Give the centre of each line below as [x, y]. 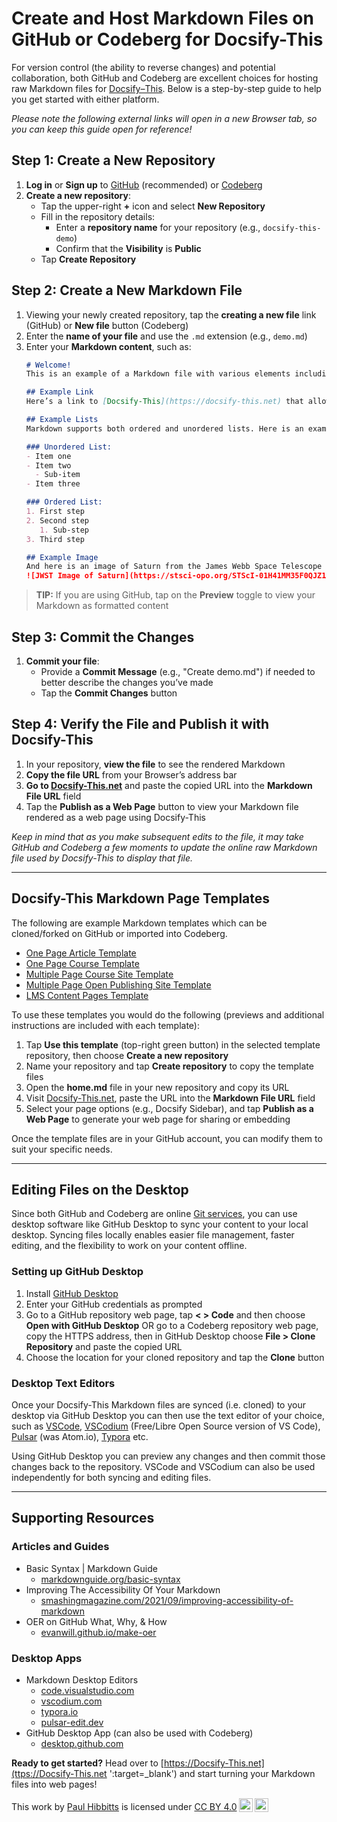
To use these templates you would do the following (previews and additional [168, 1014]
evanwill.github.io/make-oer [98, 1632]
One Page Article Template [81, 953]
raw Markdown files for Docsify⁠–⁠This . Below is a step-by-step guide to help [166, 88]
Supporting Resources [83, 1518]
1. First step [55, 512]
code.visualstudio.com [87, 1691]
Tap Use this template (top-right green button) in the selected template [173, 1044]
